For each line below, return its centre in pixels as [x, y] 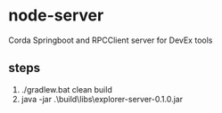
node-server [56, 16]
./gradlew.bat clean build [66, 89]
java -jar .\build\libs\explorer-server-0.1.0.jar [102, 99]
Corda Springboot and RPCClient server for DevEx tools [111, 40]
